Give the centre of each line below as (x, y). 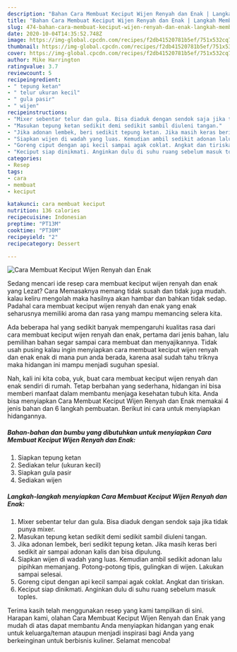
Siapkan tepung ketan (49, 458)
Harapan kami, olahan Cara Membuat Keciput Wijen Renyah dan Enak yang (116, 618)
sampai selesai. (40, 574)
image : (17, 40)
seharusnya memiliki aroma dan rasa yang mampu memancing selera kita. (115, 314)
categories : (25, 159)
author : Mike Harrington (44, 60)
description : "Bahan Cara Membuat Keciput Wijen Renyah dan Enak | (109, 14)
